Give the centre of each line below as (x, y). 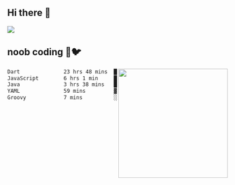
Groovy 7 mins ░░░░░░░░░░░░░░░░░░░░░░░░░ (100, 98)
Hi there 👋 (29, 13)
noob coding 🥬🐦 (44, 52)
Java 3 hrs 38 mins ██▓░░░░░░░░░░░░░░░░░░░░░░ (100, 84)
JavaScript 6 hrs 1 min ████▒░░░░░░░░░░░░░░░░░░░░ (100, 78)
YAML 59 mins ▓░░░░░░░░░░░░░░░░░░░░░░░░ (100, 91)
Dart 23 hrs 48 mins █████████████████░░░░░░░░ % (115, 72)
